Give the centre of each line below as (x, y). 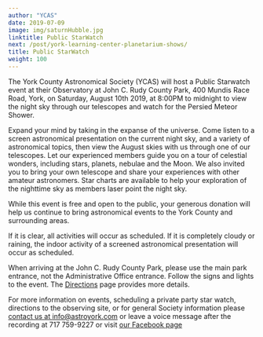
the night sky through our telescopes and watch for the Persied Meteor (123, 106)
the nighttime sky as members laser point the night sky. (98, 189)
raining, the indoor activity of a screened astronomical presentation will (123, 244)
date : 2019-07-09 (37, 23)
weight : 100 (27, 60)
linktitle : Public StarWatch (56, 37)
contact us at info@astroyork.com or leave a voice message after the (120, 316)
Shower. (22, 115)
